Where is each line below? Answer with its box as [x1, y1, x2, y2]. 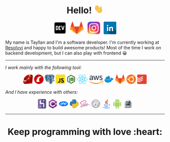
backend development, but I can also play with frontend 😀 [5, 50, 127, 56]
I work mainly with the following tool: [5, 64, 82, 70]
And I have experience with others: [5, 89, 78, 95]
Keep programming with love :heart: [7, 126, 163, 137]
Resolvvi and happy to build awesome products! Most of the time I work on [5, 45, 161, 51]
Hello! [66, 5, 92, 16]
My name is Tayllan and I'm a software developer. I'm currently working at [5, 39, 159, 45]
